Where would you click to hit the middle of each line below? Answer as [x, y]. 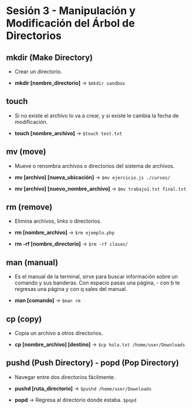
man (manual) [32, 262]
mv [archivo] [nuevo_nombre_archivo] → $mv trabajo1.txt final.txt [100, 189]
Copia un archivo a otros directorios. [59, 333]
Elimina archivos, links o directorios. [58, 221]
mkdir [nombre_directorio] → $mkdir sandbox [70, 83]
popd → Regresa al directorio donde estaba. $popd [75, 400]
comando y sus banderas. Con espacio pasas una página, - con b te [97, 283]
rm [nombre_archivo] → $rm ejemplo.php [65, 233]
